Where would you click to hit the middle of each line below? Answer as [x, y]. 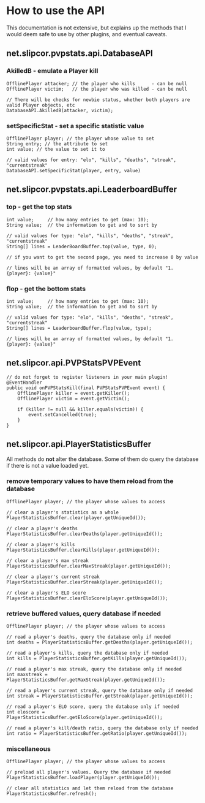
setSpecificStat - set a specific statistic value [75, 126]
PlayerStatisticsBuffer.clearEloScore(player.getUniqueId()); [87, 598]
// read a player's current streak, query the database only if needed [99, 691]
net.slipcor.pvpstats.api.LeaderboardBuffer [92, 190]
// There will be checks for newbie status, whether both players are [98, 100]
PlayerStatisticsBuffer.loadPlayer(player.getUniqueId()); [83, 778]
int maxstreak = [27, 675]
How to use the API [56, 11]
